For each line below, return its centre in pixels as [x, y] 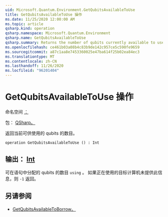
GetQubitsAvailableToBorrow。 [44, 209]
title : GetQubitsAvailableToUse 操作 [44, 15]
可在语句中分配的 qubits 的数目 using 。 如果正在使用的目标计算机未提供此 [82, 172]
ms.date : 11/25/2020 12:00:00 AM [40, 19]
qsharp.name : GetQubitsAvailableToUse [45, 38]
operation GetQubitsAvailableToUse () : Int [52, 143]
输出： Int [20, 159]
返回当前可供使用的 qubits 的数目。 [41, 133]
